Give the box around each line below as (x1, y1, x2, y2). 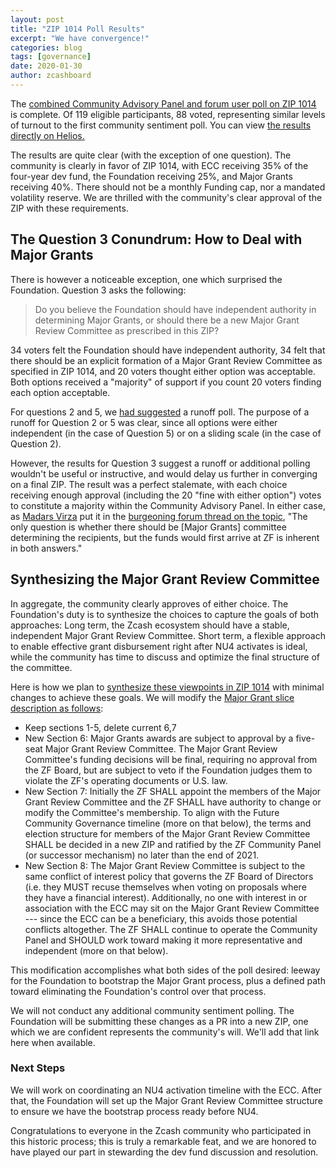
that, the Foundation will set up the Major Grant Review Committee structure (10, 1094, 323, 1106)
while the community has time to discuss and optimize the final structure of (10, 651, 320, 663)
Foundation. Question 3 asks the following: (10, 284, 187, 296)
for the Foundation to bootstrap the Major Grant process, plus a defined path (10, 974, 326, 986)
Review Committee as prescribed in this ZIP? (34, 324, 220, 336)
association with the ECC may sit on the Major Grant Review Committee (24, 902, 320, 914)
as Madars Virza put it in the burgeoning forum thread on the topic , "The (10, 510, 308, 522)
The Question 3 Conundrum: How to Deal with (10, 231, 303, 248)
